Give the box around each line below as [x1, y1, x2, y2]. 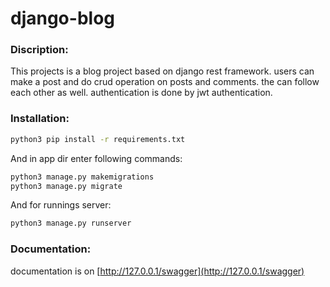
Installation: [10, 112, 70, 126]
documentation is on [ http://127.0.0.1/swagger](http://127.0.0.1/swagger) [10, 265, 305, 277]
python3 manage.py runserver [10, 218, 132, 229]
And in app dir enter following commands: [10, 152, 183, 164]
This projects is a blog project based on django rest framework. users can [10, 65, 315, 77]
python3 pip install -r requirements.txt [10, 134, 186, 144]
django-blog [10, 7, 115, 30]
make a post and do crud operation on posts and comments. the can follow [10, 76, 320, 88]
